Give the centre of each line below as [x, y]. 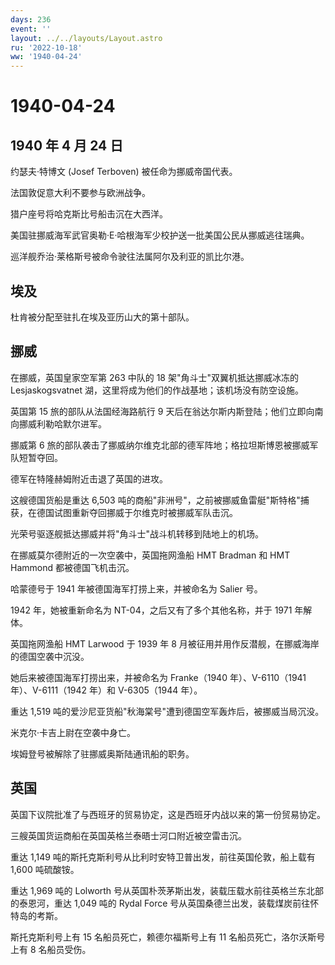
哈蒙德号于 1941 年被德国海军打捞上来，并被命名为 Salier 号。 [136, 588]
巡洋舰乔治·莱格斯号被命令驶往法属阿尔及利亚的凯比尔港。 [130, 257]
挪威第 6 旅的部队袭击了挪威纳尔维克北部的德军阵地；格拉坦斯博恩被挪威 [160, 445]
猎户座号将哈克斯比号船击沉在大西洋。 [89, 214]
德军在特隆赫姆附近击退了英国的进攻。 [89, 478]
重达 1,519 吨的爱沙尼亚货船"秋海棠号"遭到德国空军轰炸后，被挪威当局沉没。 [167, 711]
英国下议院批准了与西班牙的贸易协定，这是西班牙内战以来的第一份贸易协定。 [168, 814]
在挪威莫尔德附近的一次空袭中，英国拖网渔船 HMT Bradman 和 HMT [150, 555]
